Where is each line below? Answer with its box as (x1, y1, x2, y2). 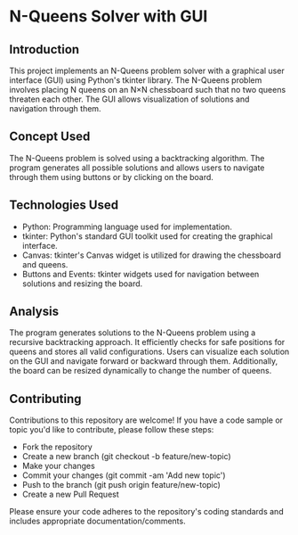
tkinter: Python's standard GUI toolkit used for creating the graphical (21, 230, 273, 242)
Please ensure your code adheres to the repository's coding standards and (9, 506, 284, 517)
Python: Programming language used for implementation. (21, 221, 233, 232)
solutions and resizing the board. (21, 278, 143, 289)
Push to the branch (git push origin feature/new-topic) (21, 480, 221, 490)
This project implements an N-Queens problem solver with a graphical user (9, 65, 285, 76)
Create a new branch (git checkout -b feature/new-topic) (21, 451, 231, 462)
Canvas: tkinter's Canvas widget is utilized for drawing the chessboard (21, 250, 282, 260)
